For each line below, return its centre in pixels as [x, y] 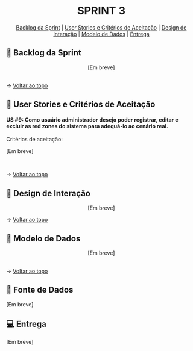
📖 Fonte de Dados [40, 290]
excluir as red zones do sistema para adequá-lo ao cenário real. [87, 126]
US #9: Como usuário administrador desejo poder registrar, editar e [93, 120]
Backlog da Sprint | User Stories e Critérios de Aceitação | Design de [101, 27]
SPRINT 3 [101, 11]
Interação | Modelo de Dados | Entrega [101, 34]
